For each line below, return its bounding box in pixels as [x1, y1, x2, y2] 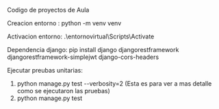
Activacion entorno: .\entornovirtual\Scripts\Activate [7, 32, 155, 40]
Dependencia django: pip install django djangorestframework [7, 46, 179, 53]
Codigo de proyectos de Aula [7, 6, 90, 14]
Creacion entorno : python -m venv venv [7, 19, 122, 27]
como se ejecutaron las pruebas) [16, 87, 111, 95]
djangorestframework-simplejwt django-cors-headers [7, 53, 159, 61]
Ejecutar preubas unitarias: [7, 66, 83, 74]
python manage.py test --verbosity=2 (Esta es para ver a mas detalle [16, 80, 212, 88]
